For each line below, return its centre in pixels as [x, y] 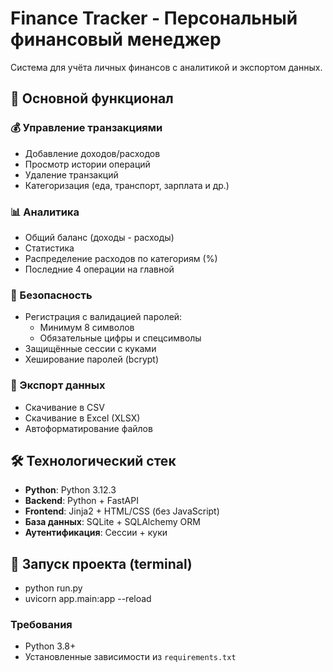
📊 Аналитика [45, 212]
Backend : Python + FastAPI [81, 501]
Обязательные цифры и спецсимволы [120, 338]
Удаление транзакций [71, 174]
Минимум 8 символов [87, 328]
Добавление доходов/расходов [92, 153]
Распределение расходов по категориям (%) [121, 258]
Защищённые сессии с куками [90, 349]
